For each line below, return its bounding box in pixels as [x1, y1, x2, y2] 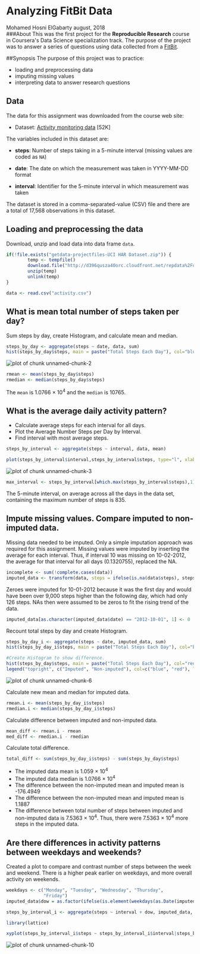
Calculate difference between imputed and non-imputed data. [6, 716, 158, 723]
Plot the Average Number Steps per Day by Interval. [14, 428, 142, 435]
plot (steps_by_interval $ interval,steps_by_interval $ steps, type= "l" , [6, 457, 183, 463]
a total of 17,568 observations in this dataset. [6, 207, 116, 214]
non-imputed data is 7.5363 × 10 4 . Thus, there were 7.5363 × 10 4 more [14, 813, 189, 821]
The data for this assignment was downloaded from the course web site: [6, 112, 184, 119]
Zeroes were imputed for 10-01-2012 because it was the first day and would [6, 585, 192, 593]
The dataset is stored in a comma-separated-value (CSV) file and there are [6, 200, 190, 207]
